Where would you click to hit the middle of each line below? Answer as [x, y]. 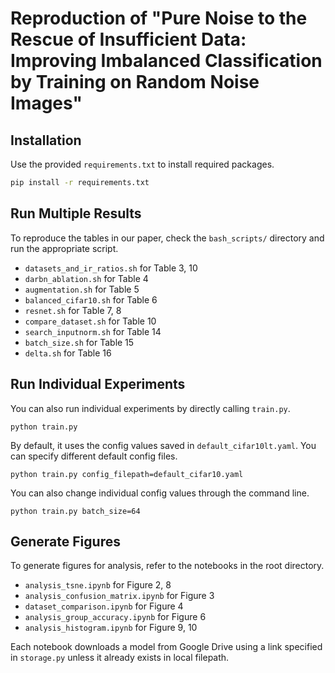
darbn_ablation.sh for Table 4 [86, 278]
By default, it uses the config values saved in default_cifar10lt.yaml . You [163, 445]
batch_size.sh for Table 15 [79, 342]
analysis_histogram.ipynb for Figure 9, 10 [111, 628]
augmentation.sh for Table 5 [82, 289]
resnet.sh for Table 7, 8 [73, 310]
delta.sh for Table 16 [68, 353]
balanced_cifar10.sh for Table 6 [91, 299]
